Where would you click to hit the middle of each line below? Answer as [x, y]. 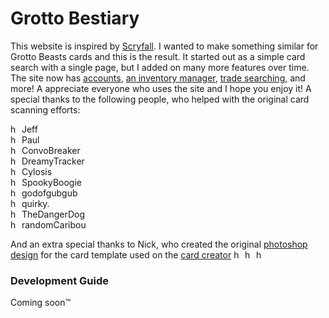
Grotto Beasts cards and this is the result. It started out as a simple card [158, 56]
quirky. [35, 203]
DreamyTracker [53, 161]
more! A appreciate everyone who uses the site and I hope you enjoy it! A [161, 88]
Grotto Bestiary [75, 18]
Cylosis [37, 171]
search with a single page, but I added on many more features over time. [160, 67]
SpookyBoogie [51, 182]
